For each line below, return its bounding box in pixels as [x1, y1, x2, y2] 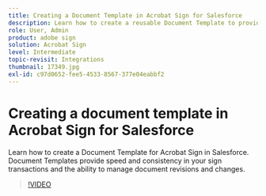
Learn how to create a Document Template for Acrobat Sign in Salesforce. [8, 147, 249, 156]
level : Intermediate [8, 48, 77, 56]
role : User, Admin [8, 26, 69, 34]
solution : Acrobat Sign [8, 41, 87, 49]
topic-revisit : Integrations [8, 56, 104, 64]
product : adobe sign [8, 33, 77, 42]
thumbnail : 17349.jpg [8, 63, 80, 71]
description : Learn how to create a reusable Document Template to [8, 19, 236, 27]
